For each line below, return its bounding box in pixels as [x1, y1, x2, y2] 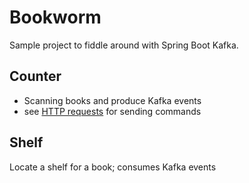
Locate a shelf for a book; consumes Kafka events [9, 161, 217, 173]
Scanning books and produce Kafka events [23, 94, 202, 106]
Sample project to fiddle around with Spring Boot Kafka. [9, 39, 239, 51]
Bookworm [9, 6, 102, 29]
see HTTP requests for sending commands [23, 105, 202, 117]
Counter [9, 68, 62, 85]
